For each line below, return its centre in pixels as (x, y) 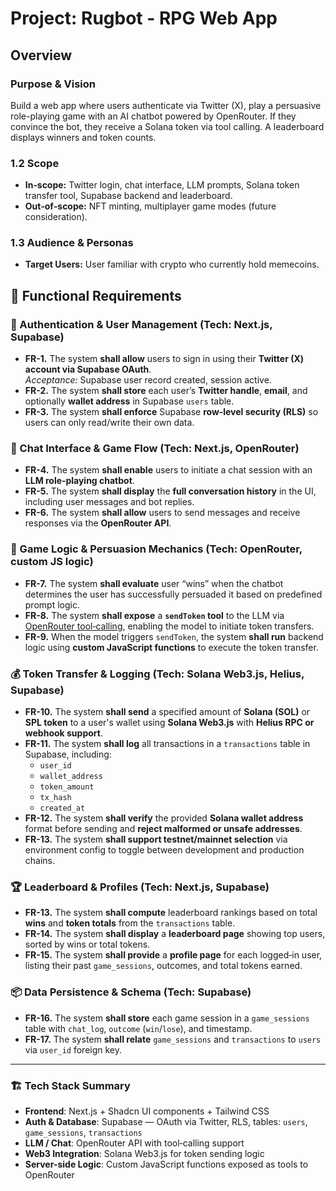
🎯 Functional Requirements (96, 295)
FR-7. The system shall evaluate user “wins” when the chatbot (154, 583)
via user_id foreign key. (73, 1049)
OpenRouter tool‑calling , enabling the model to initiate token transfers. (169, 626)
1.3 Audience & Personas (72, 243)
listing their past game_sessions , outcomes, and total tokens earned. (163, 966)
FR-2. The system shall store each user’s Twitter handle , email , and (166, 391)
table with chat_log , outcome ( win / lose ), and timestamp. (138, 1028)
